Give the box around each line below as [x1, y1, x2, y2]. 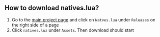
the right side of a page [11, 22, 59, 28]
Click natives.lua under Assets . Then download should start [11, 27, 134, 33]
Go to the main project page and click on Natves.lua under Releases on [11, 17, 156, 22]
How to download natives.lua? [4, 4, 99, 12]
